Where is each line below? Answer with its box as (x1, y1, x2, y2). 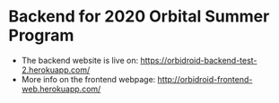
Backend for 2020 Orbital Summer (8, 6, 270, 27)
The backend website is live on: (21, 55, 139, 65)
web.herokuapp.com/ (21, 83, 101, 94)
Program (8, 25, 74, 46)
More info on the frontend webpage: (21, 73, 156, 84)
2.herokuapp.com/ (21, 64, 91, 75)
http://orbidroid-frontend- (157, 73, 253, 84)
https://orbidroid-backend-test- (140, 55, 257, 65)
